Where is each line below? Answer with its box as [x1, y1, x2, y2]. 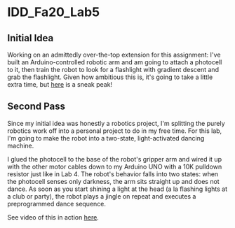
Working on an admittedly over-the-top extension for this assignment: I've [7, 50, 221, 59]
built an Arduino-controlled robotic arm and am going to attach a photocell [7, 58, 222, 66]
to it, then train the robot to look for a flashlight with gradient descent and [7, 66, 220, 73]
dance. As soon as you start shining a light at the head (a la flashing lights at [7, 185, 228, 193]
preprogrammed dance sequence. [7, 199, 107, 208]
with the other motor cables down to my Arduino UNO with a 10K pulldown [7, 162, 222, 171]
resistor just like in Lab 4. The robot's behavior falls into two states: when [7, 169, 219, 178]
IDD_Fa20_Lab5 [7, 4, 100, 20]
